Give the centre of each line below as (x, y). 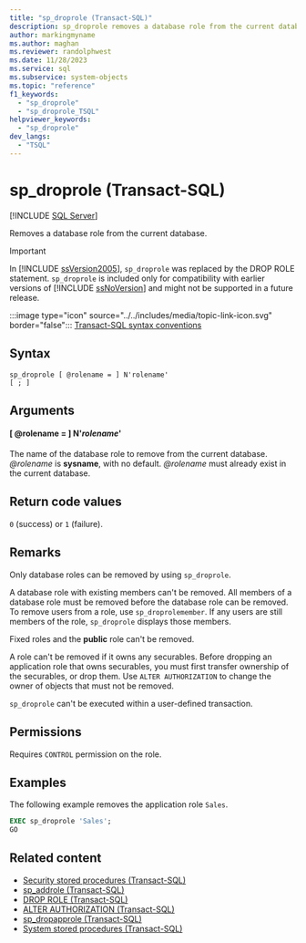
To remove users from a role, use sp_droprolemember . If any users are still (146, 611)
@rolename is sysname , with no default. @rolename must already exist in (148, 464)
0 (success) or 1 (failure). (56, 523)
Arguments (42, 410)
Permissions (46, 732)
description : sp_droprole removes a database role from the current (142, 26)
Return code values (66, 502)
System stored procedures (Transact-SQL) (102, 928)
